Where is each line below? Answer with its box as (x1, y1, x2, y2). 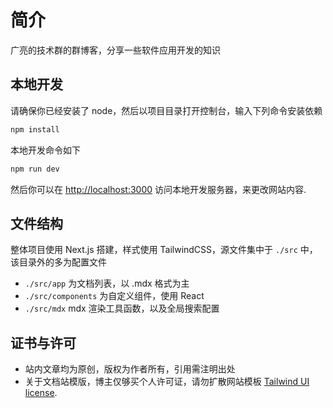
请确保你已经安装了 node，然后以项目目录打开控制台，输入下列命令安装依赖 (10, 104, 323, 116)
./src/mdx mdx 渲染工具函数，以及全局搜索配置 (24, 302, 220, 315)
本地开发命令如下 (10, 144, 81, 156)
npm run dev (10, 164, 60, 174)
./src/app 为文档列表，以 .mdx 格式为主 (24, 277, 190, 290)
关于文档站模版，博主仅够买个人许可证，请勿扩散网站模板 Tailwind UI (24, 376, 310, 388)
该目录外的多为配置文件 (10, 256, 107, 268)
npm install (10, 124, 60, 135)
